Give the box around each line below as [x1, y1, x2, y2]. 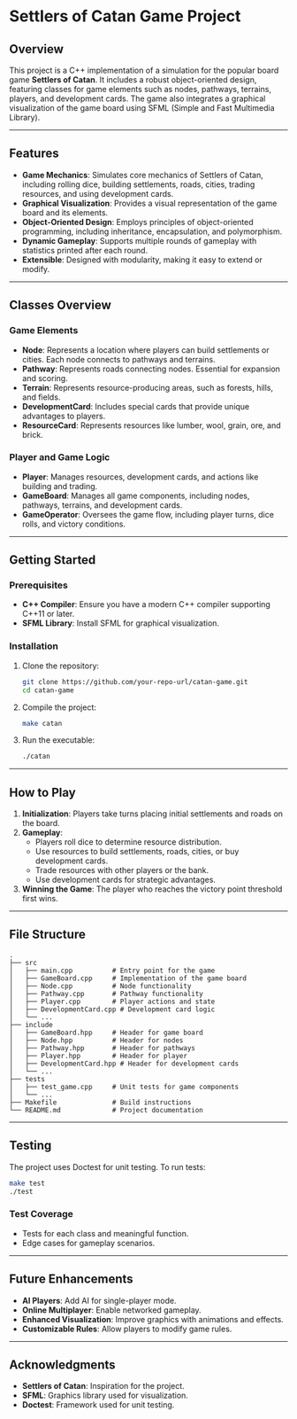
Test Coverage [9, 1208, 73, 1220]
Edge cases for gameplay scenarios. [21, 1237, 156, 1248]
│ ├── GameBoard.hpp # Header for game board [9, 1028, 203, 1037]
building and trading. [21, 480, 98, 491]
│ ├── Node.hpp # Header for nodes [9, 1035, 184, 1045]
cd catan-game [21, 685, 74, 695]
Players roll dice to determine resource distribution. [34, 837, 223, 847]
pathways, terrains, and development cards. [21, 499, 183, 511]
